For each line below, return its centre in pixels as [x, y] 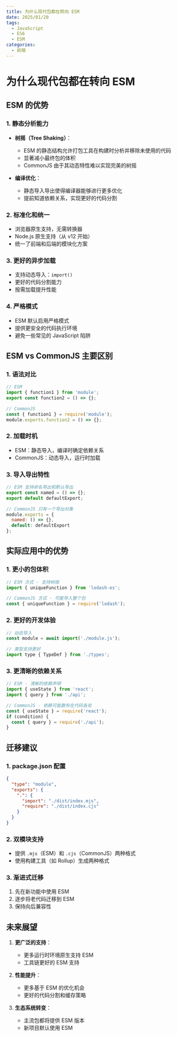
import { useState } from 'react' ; [50, 689]
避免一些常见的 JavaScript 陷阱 [52, 335]
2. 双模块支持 [25, 839]
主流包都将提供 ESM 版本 [54, 1020]
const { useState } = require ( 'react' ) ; [57, 711]
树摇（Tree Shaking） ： [43, 138]
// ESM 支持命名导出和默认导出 [40, 487]
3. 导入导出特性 [28, 474]
